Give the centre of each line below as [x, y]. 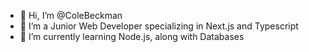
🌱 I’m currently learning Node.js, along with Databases [132, 36]
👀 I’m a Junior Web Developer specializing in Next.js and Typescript [159, 26]
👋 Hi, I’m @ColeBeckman [71, 15]
